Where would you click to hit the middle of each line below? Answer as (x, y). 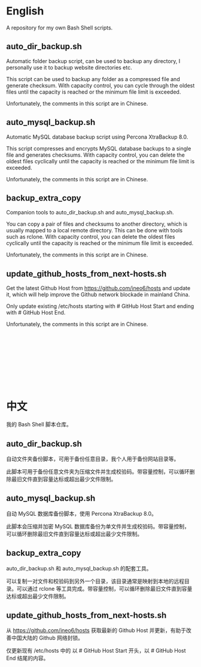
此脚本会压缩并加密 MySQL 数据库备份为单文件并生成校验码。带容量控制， (98, 526)
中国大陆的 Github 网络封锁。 (47, 638)
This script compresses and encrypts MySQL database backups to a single (99, 148)
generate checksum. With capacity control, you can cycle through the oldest (100, 85)
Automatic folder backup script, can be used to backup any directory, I (93, 61)
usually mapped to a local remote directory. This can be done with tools (95, 231)
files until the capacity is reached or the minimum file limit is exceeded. (94, 92)
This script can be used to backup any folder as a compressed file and (93, 79)
